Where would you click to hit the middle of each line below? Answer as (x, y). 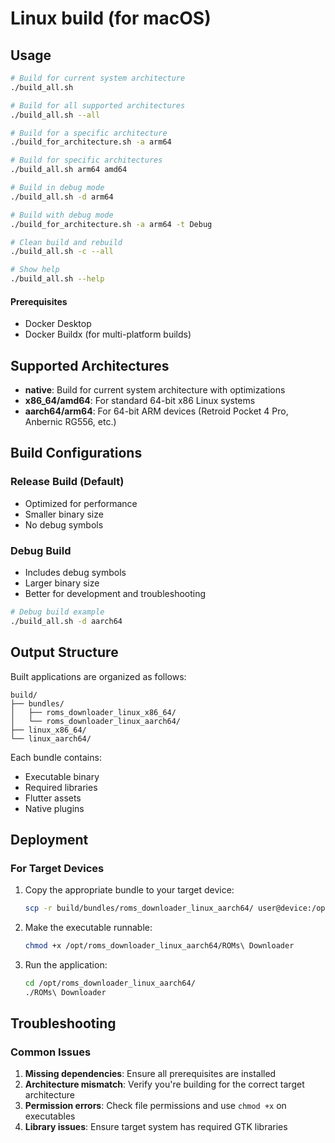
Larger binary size (62, 583)
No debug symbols (64, 524)
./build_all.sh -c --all (62, 252)
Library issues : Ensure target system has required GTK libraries (156, 1127)
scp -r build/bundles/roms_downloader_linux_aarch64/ (139, 908)
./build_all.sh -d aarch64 (66, 621)
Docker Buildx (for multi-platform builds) (108, 334)
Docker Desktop (58, 324)
